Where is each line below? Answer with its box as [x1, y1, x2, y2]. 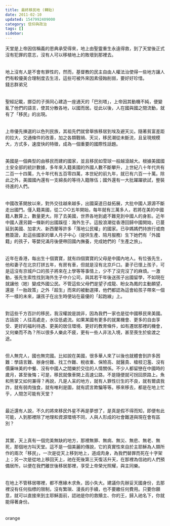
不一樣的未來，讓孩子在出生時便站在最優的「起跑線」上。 [5, 293, 125, 299]
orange [5, 515, 20, 521]
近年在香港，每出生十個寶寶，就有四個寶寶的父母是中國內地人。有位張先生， [5, 255, 165, 261]
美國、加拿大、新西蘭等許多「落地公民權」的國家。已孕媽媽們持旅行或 [14, 226, 160, 232]
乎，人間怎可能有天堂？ [5, 390, 54, 397]
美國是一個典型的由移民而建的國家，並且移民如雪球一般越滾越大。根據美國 [5, 158, 160, 164]
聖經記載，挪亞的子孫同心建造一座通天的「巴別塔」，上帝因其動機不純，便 [5, 99, 158, 104]
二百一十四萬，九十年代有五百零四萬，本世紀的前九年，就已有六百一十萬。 [5, 170, 160, 177]
